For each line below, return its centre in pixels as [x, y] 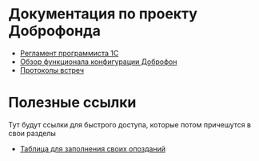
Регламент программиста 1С [69, 53]
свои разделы [32, 133]
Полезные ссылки [72, 103]
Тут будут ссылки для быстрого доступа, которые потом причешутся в [130, 124]
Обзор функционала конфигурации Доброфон [98, 62]
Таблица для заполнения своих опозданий [93, 148]
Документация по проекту [103, 14]
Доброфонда [55, 31]
